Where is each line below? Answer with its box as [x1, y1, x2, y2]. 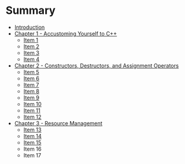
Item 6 [23, 75, 40, 82]
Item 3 [23, 49, 40, 56]
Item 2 [23, 43, 40, 50]
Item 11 [23, 107, 40, 114]
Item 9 [23, 94, 40, 101]
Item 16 [23, 145, 42, 153]
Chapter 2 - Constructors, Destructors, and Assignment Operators [14, 61, 179, 69]
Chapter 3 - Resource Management [14, 119, 103, 127]
